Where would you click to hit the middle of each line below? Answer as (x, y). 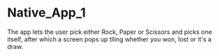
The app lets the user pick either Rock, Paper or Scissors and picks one (109, 32)
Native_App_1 (47, 13)
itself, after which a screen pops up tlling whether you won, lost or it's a (109, 39)
